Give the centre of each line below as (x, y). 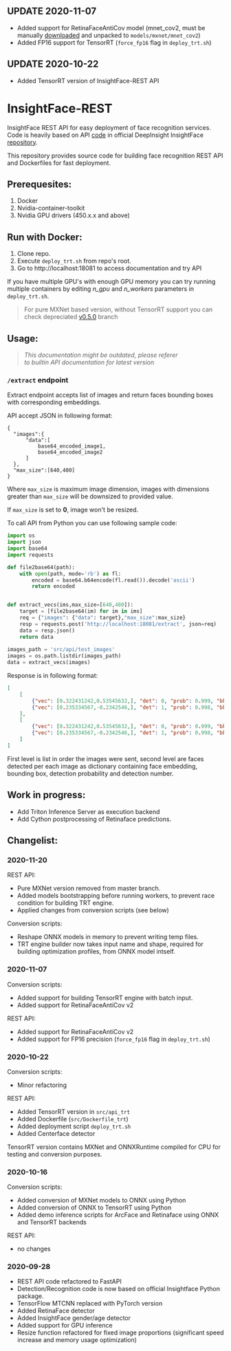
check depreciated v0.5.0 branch (71, 317)
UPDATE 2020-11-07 (52, 11)
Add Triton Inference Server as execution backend (88, 811)
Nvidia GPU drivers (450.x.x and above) (74, 215)
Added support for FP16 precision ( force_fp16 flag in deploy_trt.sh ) (114, 1039)
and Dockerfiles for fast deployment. (59, 163)
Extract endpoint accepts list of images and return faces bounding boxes (110, 395)
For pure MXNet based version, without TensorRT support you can (118, 309)
